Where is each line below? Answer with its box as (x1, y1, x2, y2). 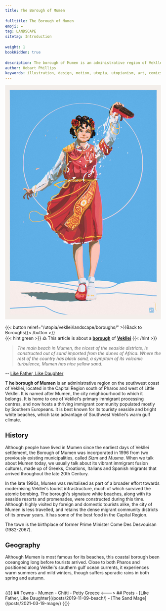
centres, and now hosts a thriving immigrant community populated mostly (5, 401, 155, 407)
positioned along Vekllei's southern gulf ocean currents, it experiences (5, 564, 149, 570)
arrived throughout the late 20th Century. (5, 470, 89, 476)
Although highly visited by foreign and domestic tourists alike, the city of (5, 501, 153, 507)
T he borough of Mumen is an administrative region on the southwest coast (5, 380, 160, 386)
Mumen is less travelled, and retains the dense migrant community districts (5, 507, 158, 512)
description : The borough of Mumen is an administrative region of (5, 60, 147, 65)
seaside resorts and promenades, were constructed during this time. (5, 496, 145, 502)
